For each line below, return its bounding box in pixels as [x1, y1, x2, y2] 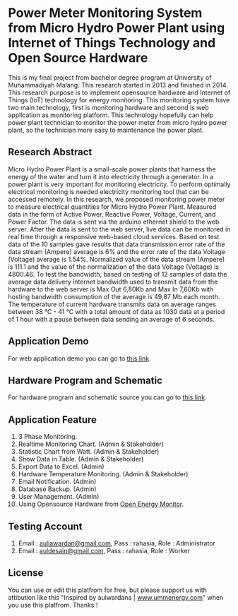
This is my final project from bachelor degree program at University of [8, 73, 212, 82]
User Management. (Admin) [18, 493, 100, 501]
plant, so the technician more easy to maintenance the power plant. [8, 126, 204, 134]
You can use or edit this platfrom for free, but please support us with [8, 586, 208, 594]
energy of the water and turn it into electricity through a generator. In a [8, 172, 214, 181]
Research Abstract [8, 146, 93, 158]
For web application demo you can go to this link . [8, 354, 151, 363]
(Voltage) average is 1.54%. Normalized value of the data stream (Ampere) [8, 255, 225, 263]
